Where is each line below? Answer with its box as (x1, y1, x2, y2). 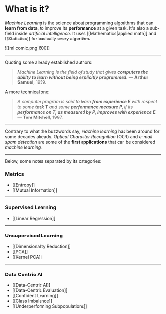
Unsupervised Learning (5, 232, 63, 239)
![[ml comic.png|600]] (5, 45, 50, 51)
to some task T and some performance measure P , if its (17, 104, 133, 110)
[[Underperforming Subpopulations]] (12, 303, 87, 309)
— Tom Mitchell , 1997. (17, 114, 63, 120)
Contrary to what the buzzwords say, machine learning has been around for (5, 128, 160, 134)
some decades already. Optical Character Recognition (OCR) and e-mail (5, 133, 152, 139)
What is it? (5, 3, 50, 15)
